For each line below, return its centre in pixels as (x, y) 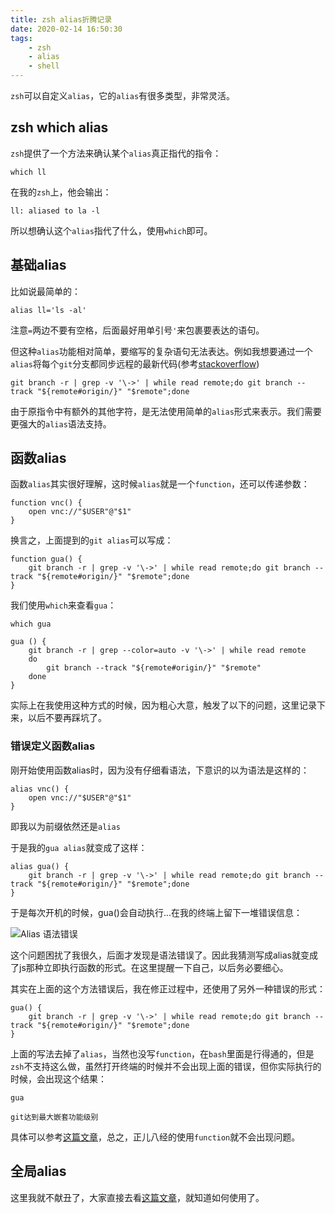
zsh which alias (59, 127)
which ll (28, 172)
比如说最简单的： (45, 291)
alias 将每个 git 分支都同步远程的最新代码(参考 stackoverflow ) (135, 363)
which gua (31, 624)
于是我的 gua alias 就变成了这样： (79, 847)
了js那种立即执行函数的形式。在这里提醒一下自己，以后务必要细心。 (149, 967)
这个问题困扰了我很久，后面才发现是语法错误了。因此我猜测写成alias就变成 (164, 955)
